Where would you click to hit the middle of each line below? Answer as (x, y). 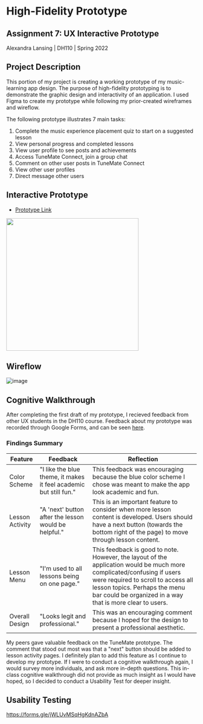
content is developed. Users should (143, 517)
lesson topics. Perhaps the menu (139, 587)
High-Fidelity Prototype (67, 11)
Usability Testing (39, 700)
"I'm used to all (61, 568)
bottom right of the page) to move (140, 532)
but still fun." (58, 492)
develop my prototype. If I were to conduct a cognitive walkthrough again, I (100, 662)
